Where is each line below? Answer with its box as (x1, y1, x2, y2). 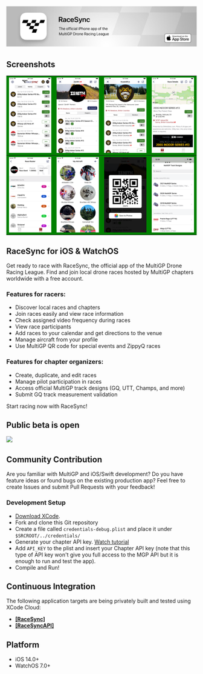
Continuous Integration (6, 581, 95, 592)
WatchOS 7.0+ (14, 662, 51, 670)
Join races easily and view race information (14, 310, 124, 318)
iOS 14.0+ (14, 656, 39, 663)
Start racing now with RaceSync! (6, 402, 88, 410)
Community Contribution (6, 454, 103, 464)
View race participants (14, 323, 71, 330)
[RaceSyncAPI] (14, 622, 54, 629)
